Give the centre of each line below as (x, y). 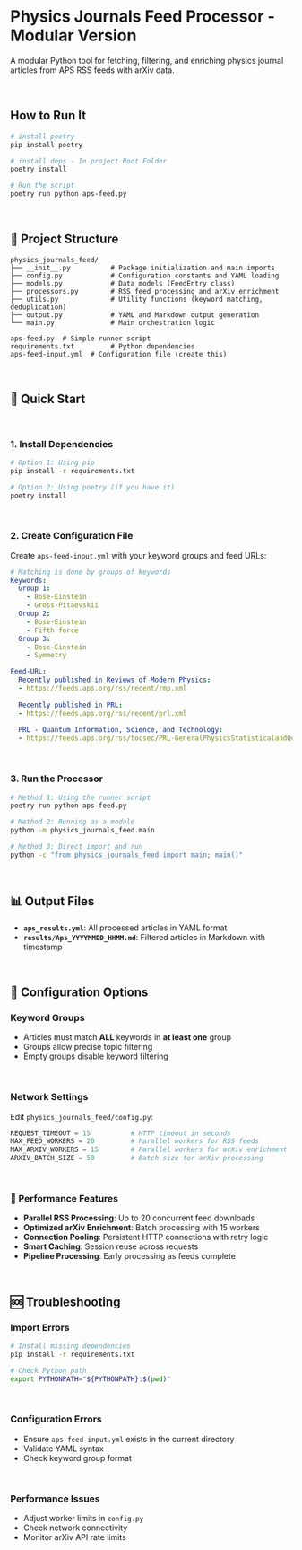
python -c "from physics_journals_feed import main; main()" (127, 855)
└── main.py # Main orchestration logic (113, 322)
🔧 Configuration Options (79, 992)
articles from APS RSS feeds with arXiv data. (92, 70)
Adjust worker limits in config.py (83, 1519)
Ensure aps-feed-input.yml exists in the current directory (129, 1439)
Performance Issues (56, 1499)
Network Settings (49, 1097)
